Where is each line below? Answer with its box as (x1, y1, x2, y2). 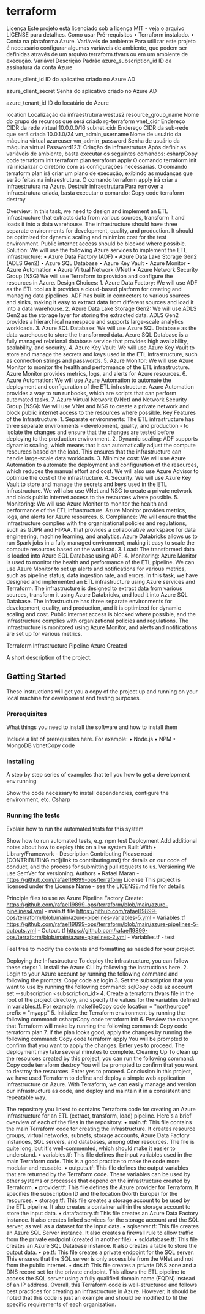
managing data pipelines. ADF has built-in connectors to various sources (6, 292, 190, 299)
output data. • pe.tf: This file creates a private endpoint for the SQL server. (6, 1249, 195, 1256)
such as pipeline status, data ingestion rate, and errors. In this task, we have (6, 571, 198, 579)
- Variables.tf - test (127, 933, 175, 941)
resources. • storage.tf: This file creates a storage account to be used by (6, 1196, 190, 1204)
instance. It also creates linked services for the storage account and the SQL (6, 1216, 199, 1223)
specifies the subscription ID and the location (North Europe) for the (6, 1190, 178, 1197)
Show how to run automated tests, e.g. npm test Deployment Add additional (6, 837, 197, 844)
